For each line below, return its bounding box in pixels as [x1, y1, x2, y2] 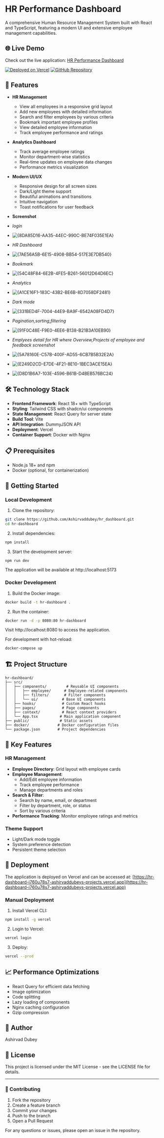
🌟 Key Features [5, 740, 52, 749]
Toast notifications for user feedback [19, 204, 94, 210]
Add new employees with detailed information [19, 109, 112, 115]
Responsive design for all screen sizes [19, 183, 97, 189]
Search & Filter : [12, 792, 44, 798]
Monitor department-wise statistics [19, 153, 90, 160]
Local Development [5, 496, 52, 503]
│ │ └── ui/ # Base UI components [5, 697, 106, 702]
